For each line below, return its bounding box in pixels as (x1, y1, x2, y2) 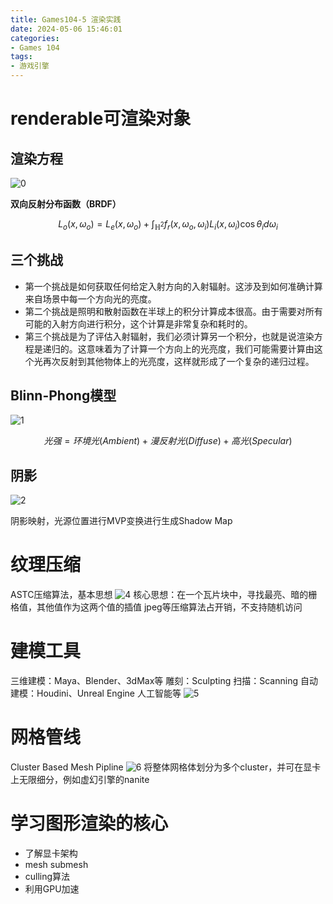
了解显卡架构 (24, 847, 78, 859)
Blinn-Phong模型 (10, 387, 117, 404)
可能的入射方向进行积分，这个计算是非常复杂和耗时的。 (24, 317, 253, 330)
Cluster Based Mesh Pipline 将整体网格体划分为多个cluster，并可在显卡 (10, 761, 322, 773)
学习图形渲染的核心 (10, 812, 169, 835)
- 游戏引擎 (10, 61, 50, 71)
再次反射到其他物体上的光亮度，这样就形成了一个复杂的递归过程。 (42, 355, 315, 367)
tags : (10, 52, 33, 62)
